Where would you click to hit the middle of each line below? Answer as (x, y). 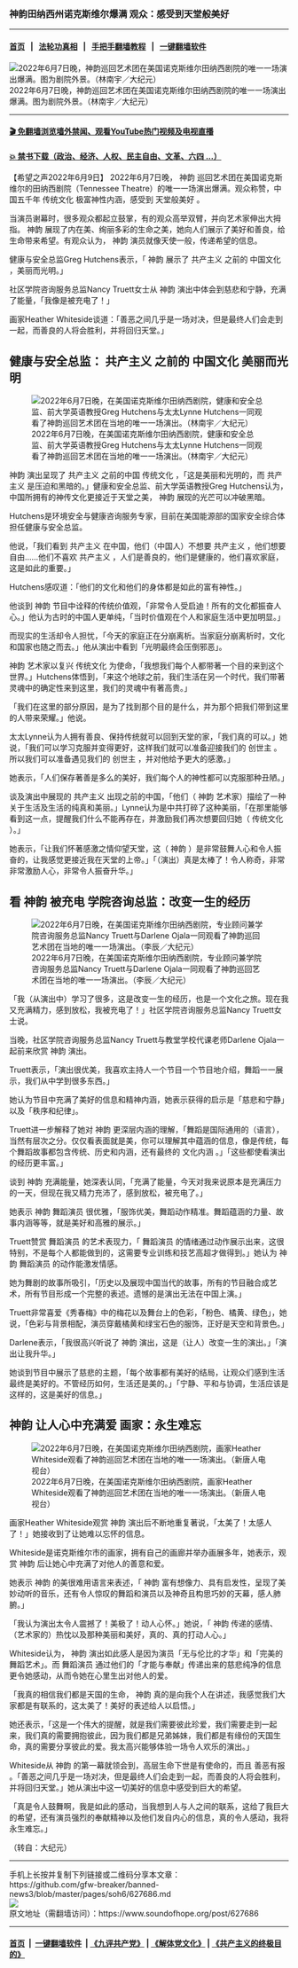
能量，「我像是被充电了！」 (65, 301)
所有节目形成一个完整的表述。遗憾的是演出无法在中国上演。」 (135, 1293)
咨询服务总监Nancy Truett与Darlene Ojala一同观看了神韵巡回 (142, 968)
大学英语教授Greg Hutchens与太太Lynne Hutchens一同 (155, 445)
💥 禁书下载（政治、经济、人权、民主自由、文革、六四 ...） (115, 156)
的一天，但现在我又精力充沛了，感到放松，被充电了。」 (108, 1192)
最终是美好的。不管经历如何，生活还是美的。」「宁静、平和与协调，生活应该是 (149, 1383)
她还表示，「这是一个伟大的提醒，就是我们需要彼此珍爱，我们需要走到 (135, 1724)
